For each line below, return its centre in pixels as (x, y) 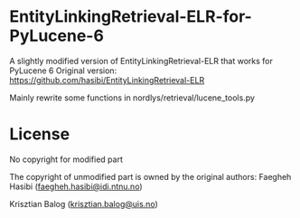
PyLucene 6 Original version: (63, 71)
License (40, 134)
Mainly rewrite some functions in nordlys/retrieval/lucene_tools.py (132, 98)
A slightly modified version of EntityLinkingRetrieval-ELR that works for (141, 61)
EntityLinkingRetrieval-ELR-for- (131, 17)
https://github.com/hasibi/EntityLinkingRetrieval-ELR (107, 80)
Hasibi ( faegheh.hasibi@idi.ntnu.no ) (76, 186)
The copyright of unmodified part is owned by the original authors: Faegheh (150, 176)
